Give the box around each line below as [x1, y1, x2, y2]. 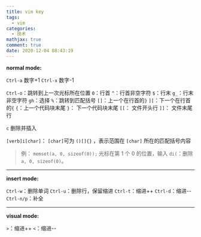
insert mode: [6, 175, 39, 182]
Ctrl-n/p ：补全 [6, 195, 44, 202]
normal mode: [6, 64, 42, 71]
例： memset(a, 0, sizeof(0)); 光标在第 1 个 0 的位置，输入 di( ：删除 [20, 150, 193, 157]
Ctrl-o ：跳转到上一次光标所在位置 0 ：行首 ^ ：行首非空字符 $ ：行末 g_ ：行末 [6, 89, 194, 96]
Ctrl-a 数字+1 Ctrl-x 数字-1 [6, 76, 74, 84]
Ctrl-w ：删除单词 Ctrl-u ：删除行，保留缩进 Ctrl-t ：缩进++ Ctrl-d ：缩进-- [6, 187, 192, 195]
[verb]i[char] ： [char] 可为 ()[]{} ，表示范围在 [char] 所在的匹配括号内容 [6, 137, 191, 144]
